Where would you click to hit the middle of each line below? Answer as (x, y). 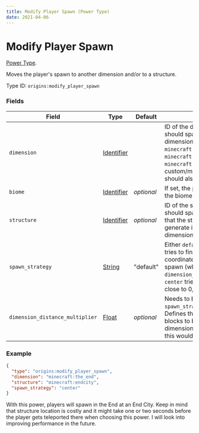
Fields (15, 101)
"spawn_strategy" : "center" (46, 388)
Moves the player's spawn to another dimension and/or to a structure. (91, 74)
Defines (175, 313)
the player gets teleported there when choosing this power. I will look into (96, 417)
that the (175, 220)
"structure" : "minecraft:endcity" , (55, 382)
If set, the (177, 188)
